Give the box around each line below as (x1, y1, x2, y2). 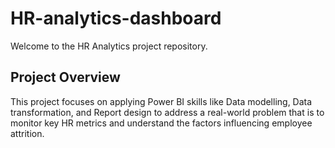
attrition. (10, 127, 45, 139)
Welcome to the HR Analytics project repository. (10, 40, 208, 52)
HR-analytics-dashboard (10, 7, 222, 30)
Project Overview (10, 69, 121, 86)
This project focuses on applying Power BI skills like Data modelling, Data (10, 95, 313, 107)
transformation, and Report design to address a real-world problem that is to (10, 106, 325, 118)
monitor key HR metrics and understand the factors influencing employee (10, 117, 313, 129)
